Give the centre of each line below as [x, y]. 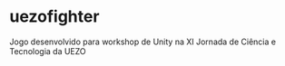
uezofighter [54, 17]
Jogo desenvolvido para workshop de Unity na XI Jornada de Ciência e [143, 42]
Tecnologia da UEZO [48, 51]
